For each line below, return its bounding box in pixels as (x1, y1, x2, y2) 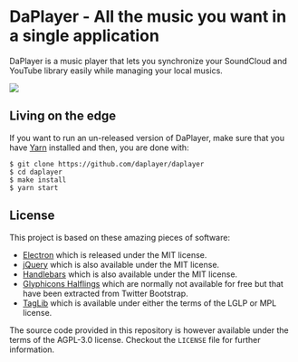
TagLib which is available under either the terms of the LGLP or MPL (22, 297, 277, 309)
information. (9, 344, 55, 355)
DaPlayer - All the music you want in (9, 6, 287, 27)
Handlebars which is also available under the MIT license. (22, 269, 238, 280)
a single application (9, 25, 160, 46)
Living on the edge (9, 109, 116, 124)
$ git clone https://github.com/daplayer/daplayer (9, 159, 205, 168)
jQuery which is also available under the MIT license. (22, 259, 220, 270)
